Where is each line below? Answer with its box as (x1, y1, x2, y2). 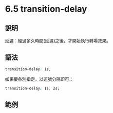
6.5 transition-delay (5, 3, 87, 15)
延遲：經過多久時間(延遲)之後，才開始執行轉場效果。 (5, 38, 111, 43)
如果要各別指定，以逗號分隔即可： (5, 76, 74, 82)
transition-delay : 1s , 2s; (5, 86, 60, 91)
